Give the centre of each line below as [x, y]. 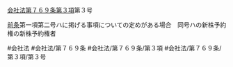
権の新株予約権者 [32, 33]
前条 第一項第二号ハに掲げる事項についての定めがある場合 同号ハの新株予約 [117, 25]
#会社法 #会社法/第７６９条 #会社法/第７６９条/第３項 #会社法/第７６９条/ [114, 48]
